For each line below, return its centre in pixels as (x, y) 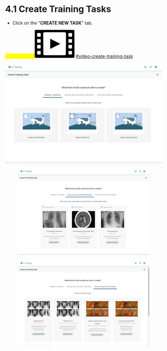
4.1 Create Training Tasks (58, 9)
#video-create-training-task (104, 56)
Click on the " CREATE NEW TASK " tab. (52, 23)
